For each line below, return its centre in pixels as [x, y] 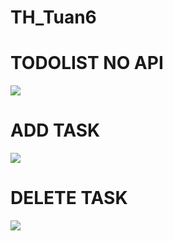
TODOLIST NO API [87, 63]
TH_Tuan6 [53, 17]
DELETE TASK [69, 198]
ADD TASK [55, 130]
